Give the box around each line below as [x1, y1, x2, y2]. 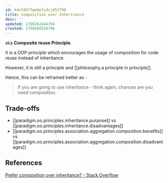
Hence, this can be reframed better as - [5, 74, 88, 80]
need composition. [17, 89, 56, 96]
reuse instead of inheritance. [5, 55, 65, 61]
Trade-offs [5, 104, 40, 113]
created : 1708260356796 [5, 26, 55, 31]
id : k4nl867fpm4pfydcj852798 [5, 7, 66, 13]
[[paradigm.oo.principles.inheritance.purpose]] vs [12, 117, 116, 123]
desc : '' [5, 17, 24, 22]
